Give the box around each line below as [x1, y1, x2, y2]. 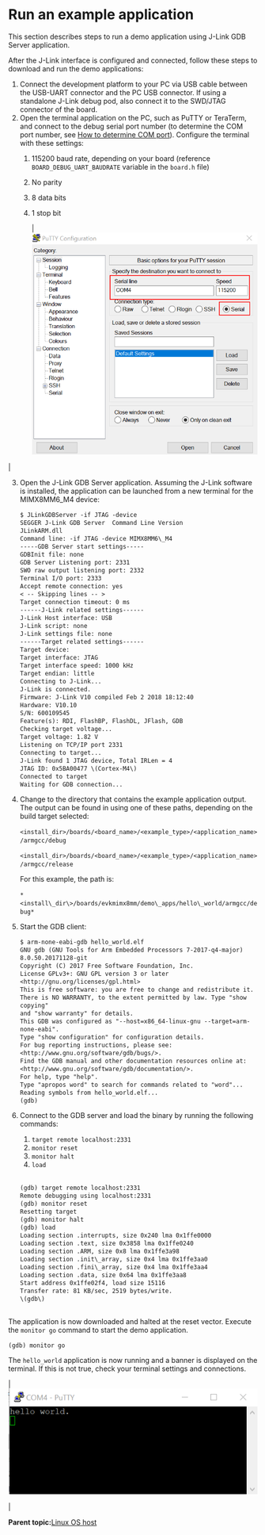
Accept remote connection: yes [19, 583, 123, 591]
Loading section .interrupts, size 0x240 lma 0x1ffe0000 [19, 1231, 212, 1240]
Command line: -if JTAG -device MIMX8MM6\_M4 [19, 535, 172, 543]
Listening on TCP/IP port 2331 [19, 741, 123, 749]
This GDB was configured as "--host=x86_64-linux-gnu [19, 1017, 201, 1026]
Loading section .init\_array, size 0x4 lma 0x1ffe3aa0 [19, 1255, 208, 1264]
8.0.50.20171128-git [19, 954, 88, 963]
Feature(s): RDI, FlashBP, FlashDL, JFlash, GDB [19, 718, 184, 725]
